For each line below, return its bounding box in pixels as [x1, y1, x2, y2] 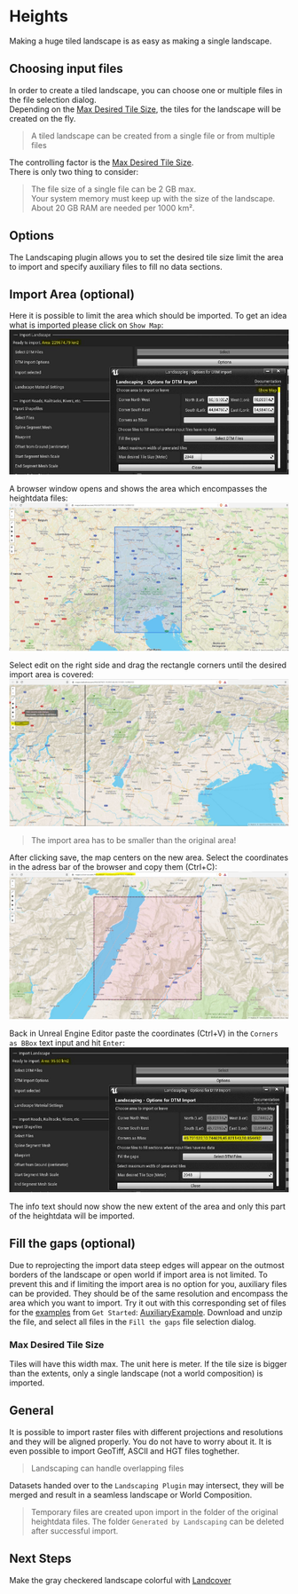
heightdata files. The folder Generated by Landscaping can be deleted [30, 1516, 285, 1527]
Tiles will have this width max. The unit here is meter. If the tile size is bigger [9, 1358, 287, 1369]
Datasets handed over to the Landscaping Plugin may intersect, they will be [9, 1480, 285, 1490]
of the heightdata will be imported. [9, 1210, 136, 1221]
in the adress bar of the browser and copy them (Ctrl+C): [9, 862, 217, 872]
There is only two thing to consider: [9, 166, 139, 177]
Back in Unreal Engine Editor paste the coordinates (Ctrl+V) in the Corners [9, 1028, 278, 1039]
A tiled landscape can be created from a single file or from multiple [30, 130, 276, 141]
